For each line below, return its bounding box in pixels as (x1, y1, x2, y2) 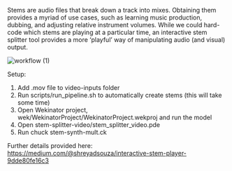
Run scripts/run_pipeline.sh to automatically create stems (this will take (17, 91, 222, 99)
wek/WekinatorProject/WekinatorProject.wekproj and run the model (17, 113, 212, 121)
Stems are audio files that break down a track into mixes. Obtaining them (7, 6, 217, 14)
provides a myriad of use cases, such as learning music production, (7, 13, 203, 22)
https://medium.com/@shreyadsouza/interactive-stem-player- (7, 149, 187, 157)
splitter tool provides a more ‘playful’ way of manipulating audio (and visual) (7, 36, 226, 44)
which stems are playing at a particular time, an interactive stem (23, 28, 208, 36)
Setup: (7, 70, 27, 78)
